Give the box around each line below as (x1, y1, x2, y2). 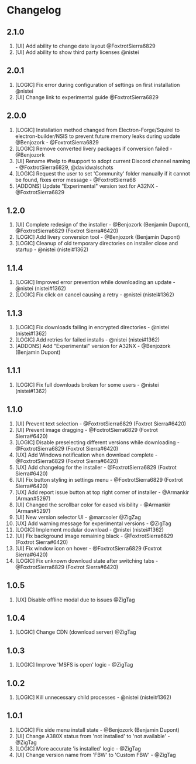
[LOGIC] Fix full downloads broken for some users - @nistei (15, 381, 159, 388)
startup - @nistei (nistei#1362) (15, 246, 89, 253)
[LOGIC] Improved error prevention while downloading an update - (15, 279, 176, 286)
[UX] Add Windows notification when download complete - (15, 451, 157, 458)
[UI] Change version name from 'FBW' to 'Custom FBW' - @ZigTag (15, 751, 176, 758)
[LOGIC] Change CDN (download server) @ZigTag (15, 628, 136, 635)
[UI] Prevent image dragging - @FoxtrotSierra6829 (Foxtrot (15, 426, 159, 433)
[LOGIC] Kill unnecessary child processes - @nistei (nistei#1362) (15, 694, 171, 701)
